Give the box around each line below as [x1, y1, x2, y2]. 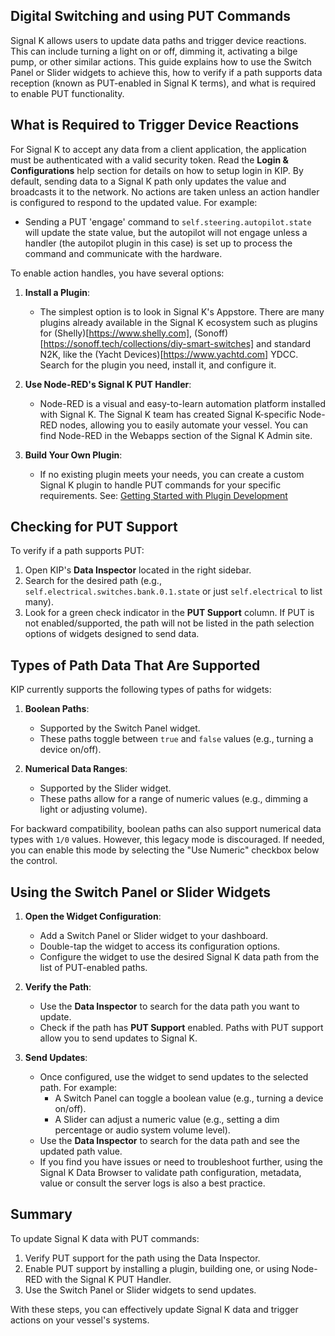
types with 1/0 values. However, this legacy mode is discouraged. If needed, [10, 834, 325, 846]
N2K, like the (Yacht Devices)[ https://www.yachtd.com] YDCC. [39, 348, 299, 360]
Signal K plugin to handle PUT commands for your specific [39, 479, 282, 491]
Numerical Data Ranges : [24, 763, 128, 775]
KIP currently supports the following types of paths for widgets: [10, 684, 272, 696]
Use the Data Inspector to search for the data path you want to [39, 1000, 300, 1013]
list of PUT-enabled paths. [39, 962, 148, 974]
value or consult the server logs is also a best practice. [39, 1177, 266, 1189]
